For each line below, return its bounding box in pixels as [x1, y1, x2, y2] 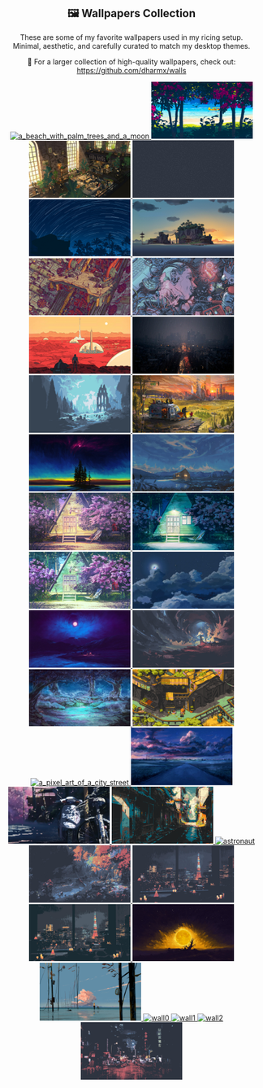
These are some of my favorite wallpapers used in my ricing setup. [19, 32, 244, 42]
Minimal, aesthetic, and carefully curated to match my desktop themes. [12, 41, 251, 50]
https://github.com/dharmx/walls [76, 65, 187, 75]
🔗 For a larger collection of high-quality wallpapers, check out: [27, 56, 236, 67]
